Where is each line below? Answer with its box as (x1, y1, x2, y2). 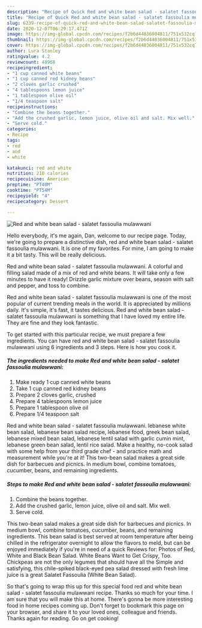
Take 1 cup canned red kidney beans (15, 385, 107, 392)
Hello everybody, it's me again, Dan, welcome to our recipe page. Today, (7, 232, 186, 239)
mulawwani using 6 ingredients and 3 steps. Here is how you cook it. (7, 343, 177, 350)
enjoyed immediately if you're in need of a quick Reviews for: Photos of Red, (7, 546, 195, 553)
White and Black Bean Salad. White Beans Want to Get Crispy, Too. (7, 552, 173, 559)
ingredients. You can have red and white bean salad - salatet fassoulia (7, 337, 180, 344)
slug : (7, 20, 20, 26)
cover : (7, 43, 23, 49)
